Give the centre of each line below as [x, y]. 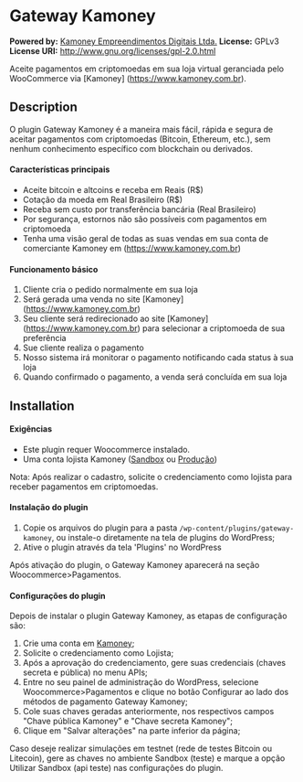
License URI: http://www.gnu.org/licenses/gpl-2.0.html [113, 50]
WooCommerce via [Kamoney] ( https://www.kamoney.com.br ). [128, 78]
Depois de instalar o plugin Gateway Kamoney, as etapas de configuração [148, 616]
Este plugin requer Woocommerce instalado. [106, 449]
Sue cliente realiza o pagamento [83, 348]
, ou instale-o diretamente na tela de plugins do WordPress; [163, 537]
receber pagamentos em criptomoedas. [84, 487]
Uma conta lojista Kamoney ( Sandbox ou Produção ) [120, 459]
